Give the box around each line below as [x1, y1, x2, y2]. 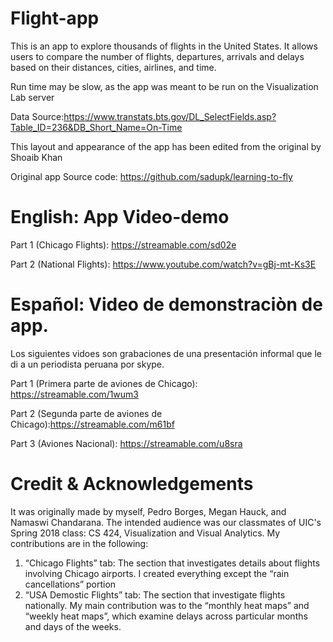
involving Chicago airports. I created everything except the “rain [24, 567, 290, 579]
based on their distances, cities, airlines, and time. [10, 61, 217, 73]
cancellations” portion [24, 578, 117, 590]
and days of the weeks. [24, 620, 122, 632]
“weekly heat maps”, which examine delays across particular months [24, 610, 308, 622]
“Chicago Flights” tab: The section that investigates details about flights [24, 557, 321, 569]
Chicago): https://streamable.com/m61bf [10, 418, 175, 430]
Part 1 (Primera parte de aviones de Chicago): [10, 377, 198, 389]
